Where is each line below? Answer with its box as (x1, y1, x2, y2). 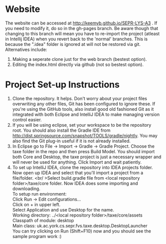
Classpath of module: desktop (12, 217, 75, 223)
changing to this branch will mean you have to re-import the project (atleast (5, 30, 160, 36)
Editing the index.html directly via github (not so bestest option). (12, 61, 144, 67)
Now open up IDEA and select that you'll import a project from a (12, 170, 143, 176)
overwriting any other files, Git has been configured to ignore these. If (12, 101, 156, 107)
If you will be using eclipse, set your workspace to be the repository (12, 122, 152, 128)
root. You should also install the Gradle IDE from (12, 127, 111, 133)
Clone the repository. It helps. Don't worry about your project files (12, 95, 148, 101)
